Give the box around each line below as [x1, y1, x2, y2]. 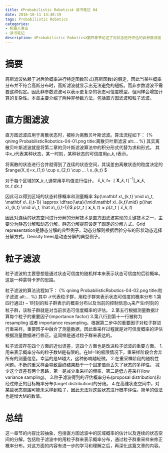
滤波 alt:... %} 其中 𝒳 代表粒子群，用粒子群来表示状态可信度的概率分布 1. [9, 294, 157, 300]
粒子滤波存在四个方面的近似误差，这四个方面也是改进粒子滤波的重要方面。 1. [5, 343, 163, 349]
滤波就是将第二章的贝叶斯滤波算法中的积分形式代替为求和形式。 [22, 144, 154, 150]
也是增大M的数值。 [5, 393, 44, 399]
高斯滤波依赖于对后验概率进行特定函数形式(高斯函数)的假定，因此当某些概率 [5, 76, 162, 82]
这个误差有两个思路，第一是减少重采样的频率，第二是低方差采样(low [9, 368, 150, 374]
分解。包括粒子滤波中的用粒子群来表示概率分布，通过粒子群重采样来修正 [13, 436, 163, 442]
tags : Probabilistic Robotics [5, 17, 68, 22]
